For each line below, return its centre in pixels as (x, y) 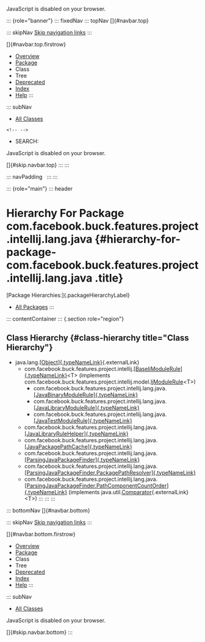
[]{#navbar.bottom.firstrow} (41, 534)
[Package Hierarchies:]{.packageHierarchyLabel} (68, 295)
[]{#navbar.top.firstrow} (36, 44)
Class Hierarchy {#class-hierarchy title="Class (98, 338)
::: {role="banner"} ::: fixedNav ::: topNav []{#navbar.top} (78, 20)
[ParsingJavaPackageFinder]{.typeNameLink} (82, 459)
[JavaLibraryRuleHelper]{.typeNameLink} (76, 434)
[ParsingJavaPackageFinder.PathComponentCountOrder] (96, 486)
